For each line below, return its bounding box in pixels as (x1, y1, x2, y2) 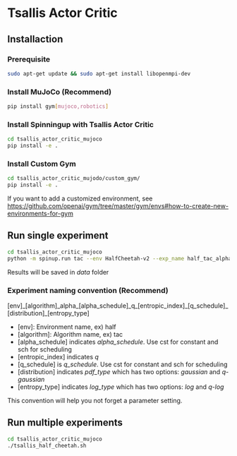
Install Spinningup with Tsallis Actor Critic (7, 119, 154, 129)
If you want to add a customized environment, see (7, 194, 153, 203)
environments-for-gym (7, 210, 74, 218)
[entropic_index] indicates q (17, 352, 99, 361)
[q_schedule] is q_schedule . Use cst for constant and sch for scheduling (17, 360, 228, 368)
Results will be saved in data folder (7, 268, 109, 276)
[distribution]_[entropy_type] (7, 308, 90, 317)
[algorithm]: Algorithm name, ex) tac (17, 330, 123, 338)
